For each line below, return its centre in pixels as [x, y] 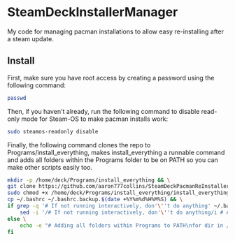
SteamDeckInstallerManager [93, 12]
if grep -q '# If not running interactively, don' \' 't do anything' [109, 206]
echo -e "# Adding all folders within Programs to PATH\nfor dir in [122, 225]
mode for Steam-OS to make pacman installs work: [94, 119]
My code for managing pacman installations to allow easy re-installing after [115, 31]
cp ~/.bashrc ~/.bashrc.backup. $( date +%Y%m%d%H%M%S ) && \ [95, 200]
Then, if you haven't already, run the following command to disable [104, 111]
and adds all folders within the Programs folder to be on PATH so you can [113, 160]
